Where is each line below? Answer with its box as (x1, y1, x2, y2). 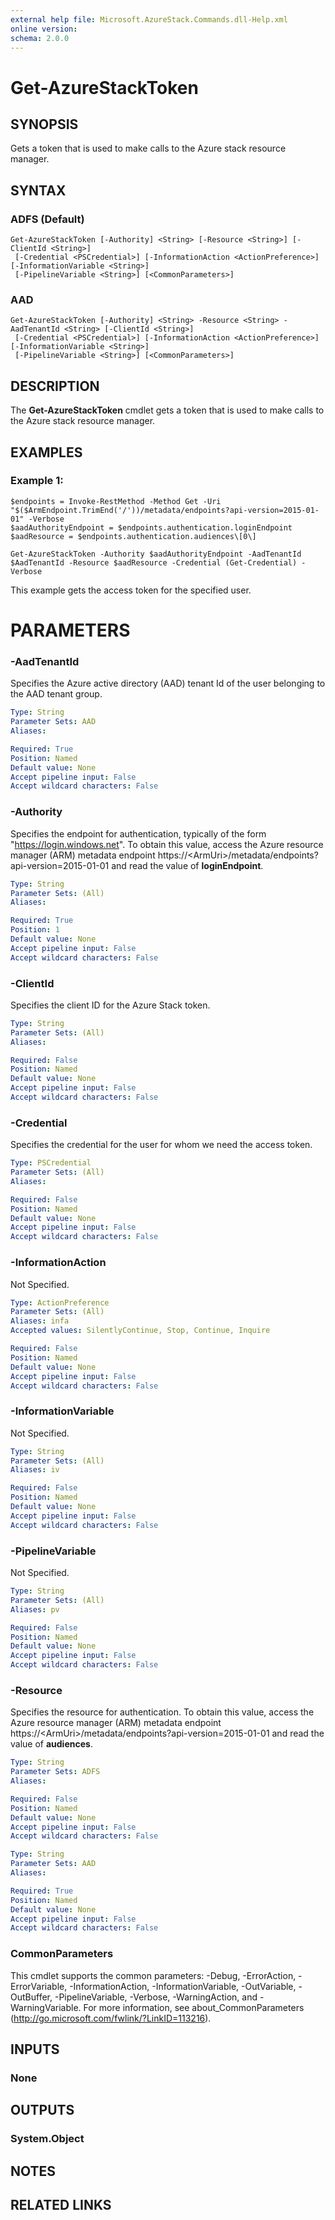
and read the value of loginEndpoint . (111, 859, 264, 871)
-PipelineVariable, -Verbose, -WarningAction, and (54, 1991, 258, 2003)
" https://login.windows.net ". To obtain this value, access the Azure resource (10, 838, 324, 850)
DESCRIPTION (10, 377, 100, 395)
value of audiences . (10, 1738, 93, 1750)
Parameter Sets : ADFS (10, 1767, 101, 1777)
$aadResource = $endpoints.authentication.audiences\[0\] (10, 531, 257, 541)
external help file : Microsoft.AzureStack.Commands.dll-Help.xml (10, 14, 288, 25)
